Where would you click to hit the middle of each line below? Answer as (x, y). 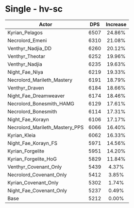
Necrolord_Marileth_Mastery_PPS (46, 127)
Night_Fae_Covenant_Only (37, 191)
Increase (116, 24)
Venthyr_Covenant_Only (35, 167)
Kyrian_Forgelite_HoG (32, 159)
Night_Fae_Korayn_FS (32, 143)
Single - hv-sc (34, 9)
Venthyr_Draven (26, 87)
